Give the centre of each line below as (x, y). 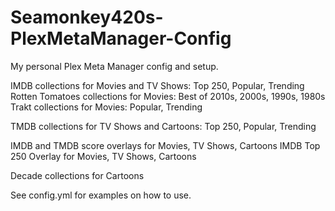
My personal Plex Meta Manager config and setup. (114, 66)
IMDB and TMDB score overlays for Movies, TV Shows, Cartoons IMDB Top (165, 145)
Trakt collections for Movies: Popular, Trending (106, 107)
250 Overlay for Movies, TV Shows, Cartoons (103, 156)
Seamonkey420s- (87, 17)
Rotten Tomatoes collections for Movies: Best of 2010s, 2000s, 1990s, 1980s (168, 96)
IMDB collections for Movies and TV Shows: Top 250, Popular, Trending (157, 85)
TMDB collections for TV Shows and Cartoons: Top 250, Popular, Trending (163, 126)
